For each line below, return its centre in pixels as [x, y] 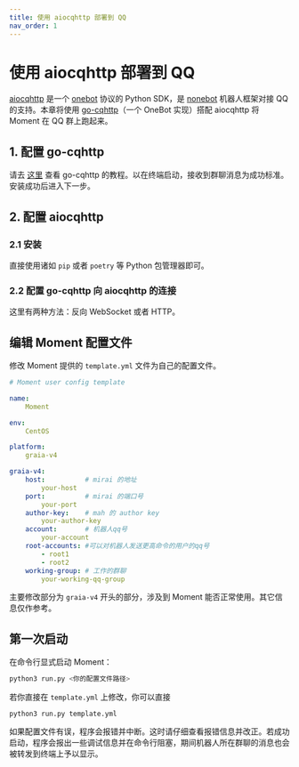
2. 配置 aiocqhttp [57, 217]
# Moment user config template [67, 383]
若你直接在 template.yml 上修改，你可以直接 [90, 697]
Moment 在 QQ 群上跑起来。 [61, 121]
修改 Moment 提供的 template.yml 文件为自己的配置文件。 [115, 366]
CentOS [37, 431]
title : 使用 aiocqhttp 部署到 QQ [68, 17]
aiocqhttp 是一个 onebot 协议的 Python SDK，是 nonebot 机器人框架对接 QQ [149, 99]
